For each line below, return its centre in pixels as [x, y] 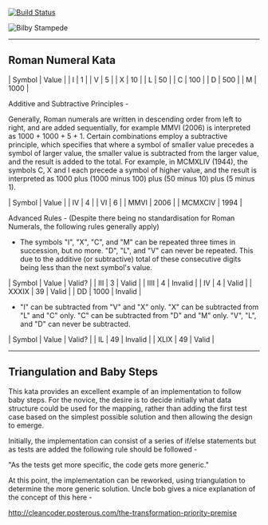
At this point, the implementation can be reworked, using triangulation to [127, 480]
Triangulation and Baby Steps [83, 372]
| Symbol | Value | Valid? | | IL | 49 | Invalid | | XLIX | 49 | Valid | [111, 339]
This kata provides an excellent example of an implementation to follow [125, 391]
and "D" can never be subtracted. [75, 324]
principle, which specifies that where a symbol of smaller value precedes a [131, 145]
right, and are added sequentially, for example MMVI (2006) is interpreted [130, 127]
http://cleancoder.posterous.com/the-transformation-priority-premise [123, 512]
